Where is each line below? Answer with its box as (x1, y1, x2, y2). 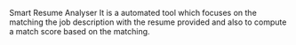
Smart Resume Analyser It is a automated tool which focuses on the (9, 8, 258, 18)
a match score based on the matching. (9, 26, 150, 36)
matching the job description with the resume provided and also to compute (9, 17, 287, 27)
